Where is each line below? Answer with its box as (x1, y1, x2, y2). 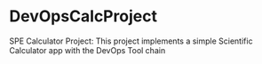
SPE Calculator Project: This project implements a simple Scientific (9, 36, 253, 46)
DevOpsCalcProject (9, 6, 158, 27)
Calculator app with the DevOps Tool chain (9, 44, 166, 55)
